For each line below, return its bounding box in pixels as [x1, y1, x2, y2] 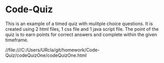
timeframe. [5, 37, 29, 43]
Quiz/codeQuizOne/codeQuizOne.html [5, 52, 87, 58]
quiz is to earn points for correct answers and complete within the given [5, 31, 157, 37]
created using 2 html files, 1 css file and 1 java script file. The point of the [5, 26, 159, 32]
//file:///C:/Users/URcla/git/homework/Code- [5, 47, 100, 53]
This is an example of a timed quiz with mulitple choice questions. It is [5, 20, 153, 27]
